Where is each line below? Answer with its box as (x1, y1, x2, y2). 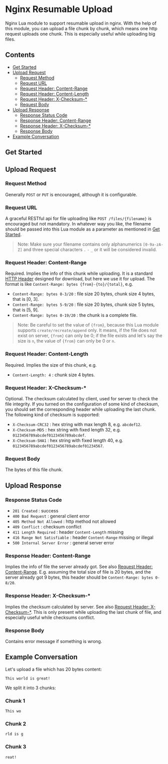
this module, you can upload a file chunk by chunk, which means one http (5, 25, 158, 31)
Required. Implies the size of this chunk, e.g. (5, 362, 97, 368)
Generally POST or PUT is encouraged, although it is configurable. (5, 191, 137, 197)
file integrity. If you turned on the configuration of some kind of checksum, (5, 401, 159, 407)
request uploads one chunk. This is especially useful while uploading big (5, 31, 155, 37)
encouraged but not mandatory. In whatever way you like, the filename (5, 221, 151, 227)
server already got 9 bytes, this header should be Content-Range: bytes (5, 574, 153, 581)
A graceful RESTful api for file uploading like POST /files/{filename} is (5, 215, 152, 222)
